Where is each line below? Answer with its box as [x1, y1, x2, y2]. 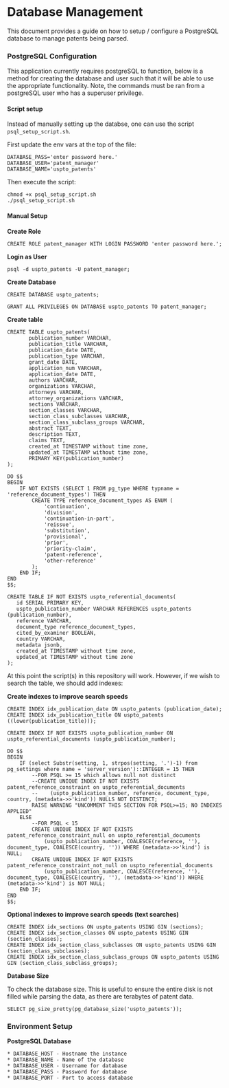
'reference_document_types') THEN [7, 491, 106, 498]
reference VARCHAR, [16, 617, 72, 624]
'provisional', [43, 533, 88, 540]
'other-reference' [43, 557, 97, 564]
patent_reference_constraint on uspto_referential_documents [7, 783, 186, 791]
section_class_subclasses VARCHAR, [28, 413, 130, 420]
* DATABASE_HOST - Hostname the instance [7, 1050, 128, 1057]
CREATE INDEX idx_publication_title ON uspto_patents [7, 711, 165, 719]
